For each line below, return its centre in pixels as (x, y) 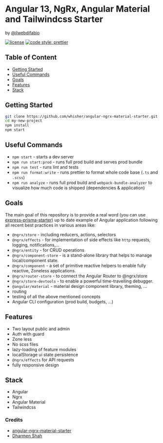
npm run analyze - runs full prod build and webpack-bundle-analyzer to (82, 182)
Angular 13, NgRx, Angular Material (78, 9)
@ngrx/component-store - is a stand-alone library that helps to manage (82, 255)
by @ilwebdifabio (22, 33)
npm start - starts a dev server (43, 157)
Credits (14, 420)
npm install (17, 125)
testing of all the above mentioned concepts (56, 296)
